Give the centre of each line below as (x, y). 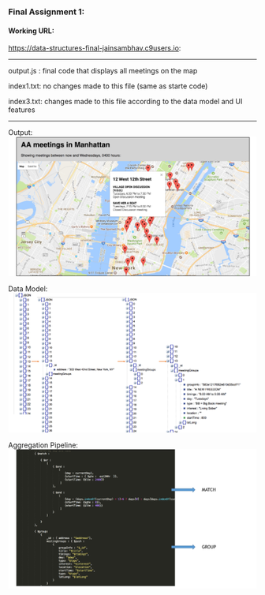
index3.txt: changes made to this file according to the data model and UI (125, 102)
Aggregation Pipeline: (43, 445)
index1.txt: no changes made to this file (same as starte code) (108, 86)
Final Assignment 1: (47, 12)
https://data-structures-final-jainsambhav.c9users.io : (95, 48)
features (22, 110)
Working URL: (32, 31)
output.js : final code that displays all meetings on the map (103, 71)
